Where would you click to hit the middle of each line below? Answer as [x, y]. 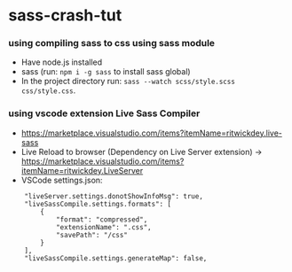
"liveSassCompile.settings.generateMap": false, [116, 258]
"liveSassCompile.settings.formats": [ [98, 204]
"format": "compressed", [102, 219]
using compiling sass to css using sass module [111, 43]
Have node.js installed [62, 62]
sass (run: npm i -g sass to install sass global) [106, 72]
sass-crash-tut [65, 16]
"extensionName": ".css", [103, 227]
